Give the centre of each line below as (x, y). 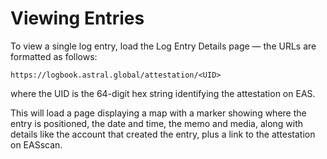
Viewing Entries (77, 18)
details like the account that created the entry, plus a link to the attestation (163, 134)
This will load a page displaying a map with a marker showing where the (158, 113)
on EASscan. (36, 144)
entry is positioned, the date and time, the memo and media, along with (157, 123)
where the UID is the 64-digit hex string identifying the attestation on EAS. (163, 93)
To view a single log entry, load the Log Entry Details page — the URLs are (163, 46)
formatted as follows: (54, 56)
